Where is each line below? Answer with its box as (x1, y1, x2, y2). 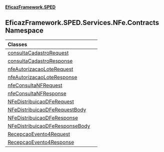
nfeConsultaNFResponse (7, 90, 66, 97)
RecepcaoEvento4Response (7, 139, 74, 146)
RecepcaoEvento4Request (7, 130, 70, 137)
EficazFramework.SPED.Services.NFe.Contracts (5, 18, 159, 27)
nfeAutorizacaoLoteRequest (7, 65, 73, 72)
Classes (7, 41, 27, 48)
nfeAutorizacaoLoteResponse (7, 74, 77, 81)
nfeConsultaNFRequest (7, 82, 62, 89)
